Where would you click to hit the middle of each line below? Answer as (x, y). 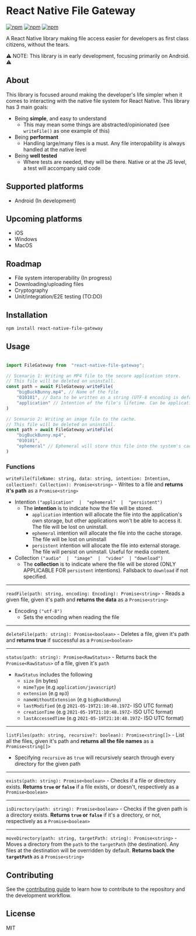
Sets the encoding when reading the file (71, 617)
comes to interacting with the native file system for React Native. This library (98, 101)
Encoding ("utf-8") (38, 611)
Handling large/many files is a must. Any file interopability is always (104, 143)
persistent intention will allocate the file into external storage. (106, 546)
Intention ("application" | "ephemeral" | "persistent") (88, 502)
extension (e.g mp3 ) (46, 693)
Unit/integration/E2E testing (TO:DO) (58, 297)
